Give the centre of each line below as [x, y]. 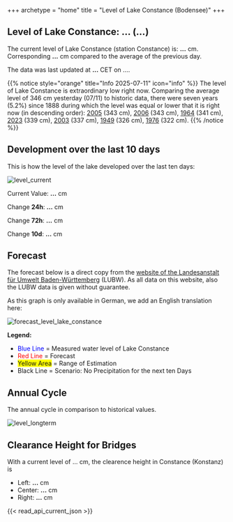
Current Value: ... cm [37, 193]
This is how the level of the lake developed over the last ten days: [101, 166]
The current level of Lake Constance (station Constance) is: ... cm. [103, 49]
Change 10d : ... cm [35, 233]
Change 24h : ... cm [36, 207]
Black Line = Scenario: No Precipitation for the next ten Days [104, 371]
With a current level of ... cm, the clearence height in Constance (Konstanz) [115, 462]
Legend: [20, 335]
